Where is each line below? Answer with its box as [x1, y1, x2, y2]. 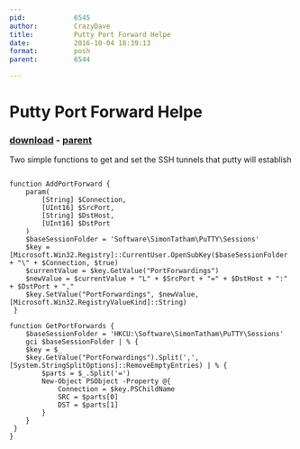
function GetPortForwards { [9, 322, 115, 331]
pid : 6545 [9, 13, 91, 23]
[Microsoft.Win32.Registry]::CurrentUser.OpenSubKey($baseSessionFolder [9, 251, 288, 260]
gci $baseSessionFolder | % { [25, 337, 140, 347]
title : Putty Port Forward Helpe [9, 30, 171, 39]
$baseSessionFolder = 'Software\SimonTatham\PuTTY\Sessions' [25, 235, 259, 244]
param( [25, 188, 50, 197]
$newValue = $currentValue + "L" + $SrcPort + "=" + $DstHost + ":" [25, 274, 288, 284]
